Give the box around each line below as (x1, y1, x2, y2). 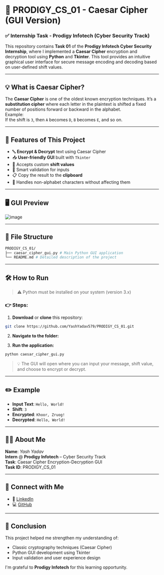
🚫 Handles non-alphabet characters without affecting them (12, 179, 131, 185)
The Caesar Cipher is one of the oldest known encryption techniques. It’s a (5, 96, 157, 102)
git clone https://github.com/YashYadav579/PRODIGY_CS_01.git (5, 324, 134, 329)
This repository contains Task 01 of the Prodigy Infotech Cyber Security (5, 44, 152, 49)
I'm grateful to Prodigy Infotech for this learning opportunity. (5, 564, 128, 570)
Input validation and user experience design (12, 555, 101, 561)
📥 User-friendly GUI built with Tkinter (12, 154, 91, 161)
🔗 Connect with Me (5, 483, 64, 491)
